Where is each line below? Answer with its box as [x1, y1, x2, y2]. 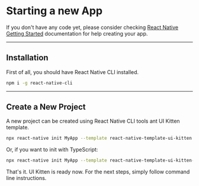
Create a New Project [6, 102, 86, 112]
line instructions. [6, 175, 47, 182]
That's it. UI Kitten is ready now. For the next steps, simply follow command [6, 168, 190, 175]
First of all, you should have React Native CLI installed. [6, 68, 139, 75]
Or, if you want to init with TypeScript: [6, 146, 98, 153]
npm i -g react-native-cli [6, 80, 73, 86]
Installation [6, 53, 49, 63]
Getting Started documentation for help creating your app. [6, 30, 148, 37]
